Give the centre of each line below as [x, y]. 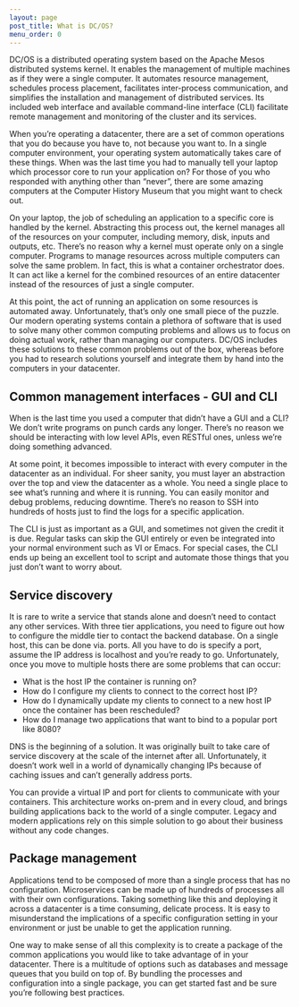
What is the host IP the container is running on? [109, 682]
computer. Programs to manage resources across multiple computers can [145, 256]
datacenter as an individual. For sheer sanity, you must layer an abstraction [147, 474]
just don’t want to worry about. [66, 567]
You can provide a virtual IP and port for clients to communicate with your [145, 792]
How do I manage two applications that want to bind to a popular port [150, 720]
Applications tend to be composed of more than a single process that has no [150, 880]
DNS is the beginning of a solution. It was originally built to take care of [140, 747]
